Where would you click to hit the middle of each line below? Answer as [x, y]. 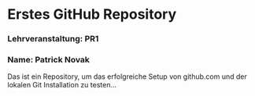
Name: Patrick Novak [48, 60]
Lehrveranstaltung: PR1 [53, 39]
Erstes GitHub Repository [92, 14]
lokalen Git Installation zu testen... [62, 85]
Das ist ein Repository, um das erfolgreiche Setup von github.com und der [127, 76]
